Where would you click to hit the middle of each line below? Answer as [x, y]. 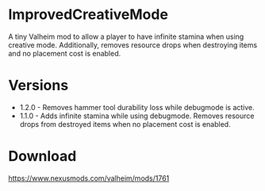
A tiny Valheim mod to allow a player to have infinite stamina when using [126, 36]
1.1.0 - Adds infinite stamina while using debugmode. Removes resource [137, 116]
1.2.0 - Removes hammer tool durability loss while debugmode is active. [137, 107]
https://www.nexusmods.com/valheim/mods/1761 [89, 178]
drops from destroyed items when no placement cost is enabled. [125, 124]
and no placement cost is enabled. [65, 53]
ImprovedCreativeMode [88, 15]
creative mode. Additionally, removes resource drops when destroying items [133, 44]
